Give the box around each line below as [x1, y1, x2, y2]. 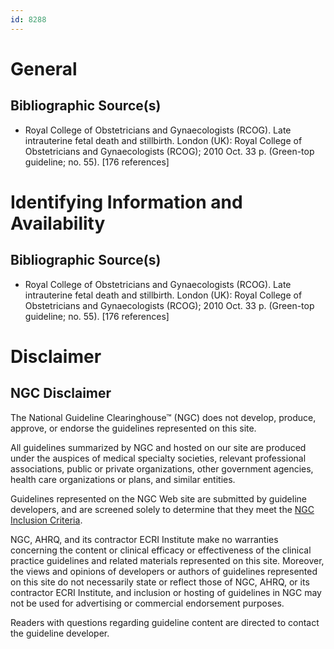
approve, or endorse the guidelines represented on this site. [10, 422, 257, 434]
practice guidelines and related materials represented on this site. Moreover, [10, 554, 325, 566]
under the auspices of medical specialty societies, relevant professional [10, 452, 307, 464]
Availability [10, 212, 106, 235]
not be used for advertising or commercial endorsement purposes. [10, 597, 285, 609]
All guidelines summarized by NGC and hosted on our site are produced [10, 441, 307, 453]
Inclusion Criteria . [10, 514, 83, 526]
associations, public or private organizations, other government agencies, [10, 462, 314, 475]
